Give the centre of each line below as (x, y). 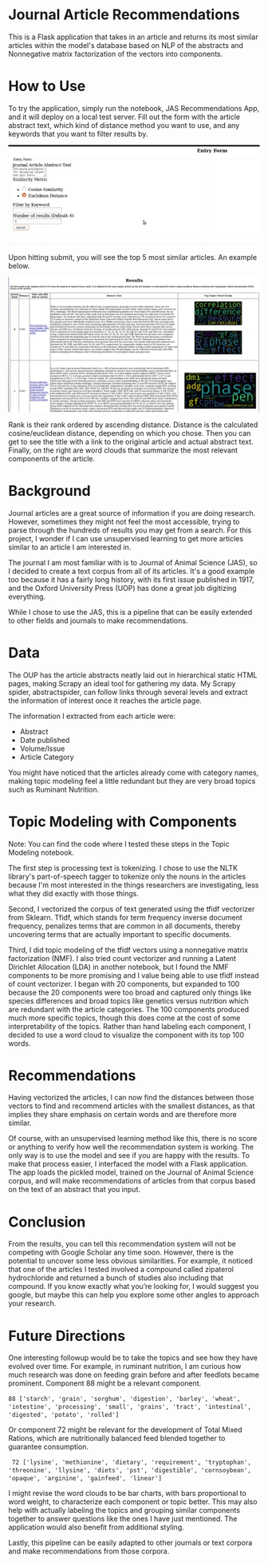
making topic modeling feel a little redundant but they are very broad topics (132, 780)
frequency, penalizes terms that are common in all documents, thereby (124, 926)
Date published (45, 740)
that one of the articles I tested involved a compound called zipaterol (121, 1270)
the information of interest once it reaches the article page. (105, 700)
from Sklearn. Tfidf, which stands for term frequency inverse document (126, 917)
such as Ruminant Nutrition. (54, 789)
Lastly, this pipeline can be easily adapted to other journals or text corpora (130, 1543)
